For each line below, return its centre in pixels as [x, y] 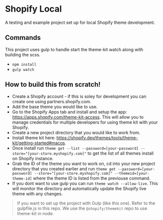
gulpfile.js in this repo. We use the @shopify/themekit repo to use [82, 208]
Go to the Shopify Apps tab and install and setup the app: [70, 112]
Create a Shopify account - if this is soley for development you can [79, 96]
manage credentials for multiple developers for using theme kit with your [85, 122]
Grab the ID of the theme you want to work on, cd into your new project [84, 164]
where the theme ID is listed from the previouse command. [92, 178]
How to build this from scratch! [53, 84]
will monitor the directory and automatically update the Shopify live [79, 188]
